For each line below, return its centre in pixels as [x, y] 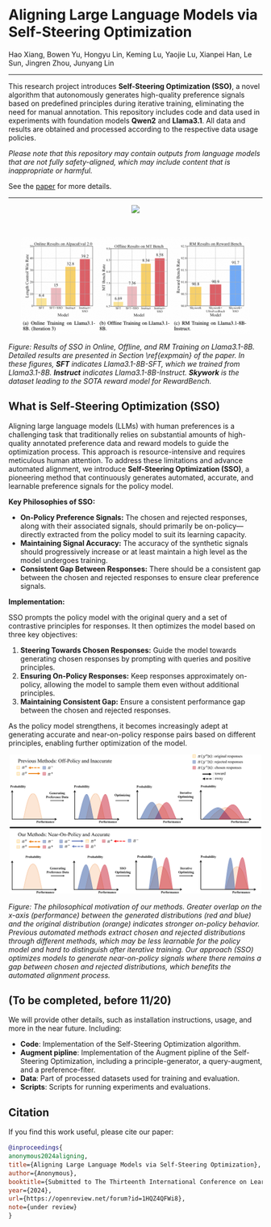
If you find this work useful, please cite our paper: [91, 1132]
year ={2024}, [30, 1190]
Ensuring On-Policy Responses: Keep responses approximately [127, 675]
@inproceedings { [35, 1148]
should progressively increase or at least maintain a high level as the [133, 552]
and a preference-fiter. [58, 1070]
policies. [22, 137]
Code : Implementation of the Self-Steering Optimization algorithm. [130, 1044]
